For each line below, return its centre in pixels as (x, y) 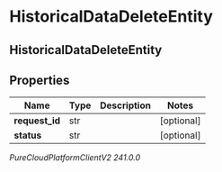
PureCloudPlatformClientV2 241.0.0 (75, 158)
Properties (40, 80)
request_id (37, 121)
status (28, 135)
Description (125, 105)
